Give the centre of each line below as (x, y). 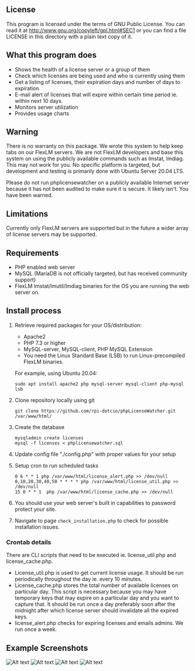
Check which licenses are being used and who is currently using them (100, 76)
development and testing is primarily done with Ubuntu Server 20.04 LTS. (95, 171)
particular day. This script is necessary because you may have (90, 592)
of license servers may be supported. (52, 234)
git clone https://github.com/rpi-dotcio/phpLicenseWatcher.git (95, 411)
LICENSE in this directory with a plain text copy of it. (69, 36)
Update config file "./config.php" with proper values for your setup (95, 454)
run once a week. (36, 630)
